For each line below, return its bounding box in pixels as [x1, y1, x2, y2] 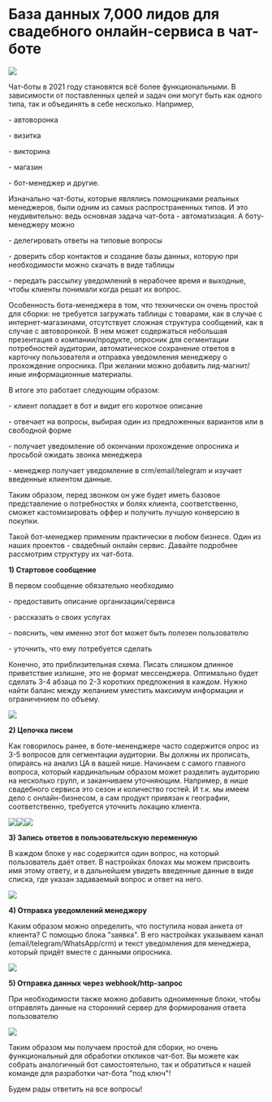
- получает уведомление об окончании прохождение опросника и [8, 441, 240, 450]
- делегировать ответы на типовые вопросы [8, 235, 162, 245]
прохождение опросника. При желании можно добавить [8, 360, 205, 371]
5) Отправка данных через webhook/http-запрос [8, 978, 183, 988]
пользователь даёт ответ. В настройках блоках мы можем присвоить [8, 857, 250, 867]
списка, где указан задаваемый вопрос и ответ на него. [8, 874, 204, 884]
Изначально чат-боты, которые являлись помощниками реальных [8, 193, 240, 204]
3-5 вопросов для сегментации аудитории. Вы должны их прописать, [8, 749, 251, 759]
